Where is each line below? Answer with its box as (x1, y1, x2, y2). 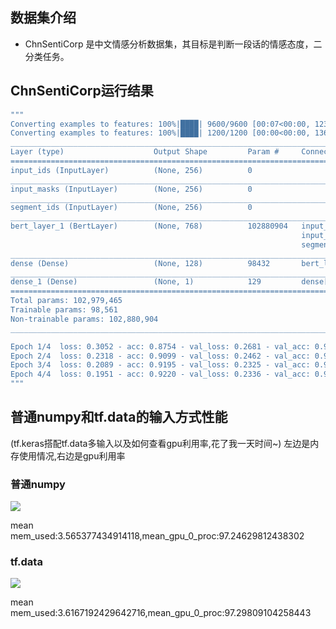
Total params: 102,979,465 (10, 296, 123, 306)
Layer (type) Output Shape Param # (10, 147, 280, 157)
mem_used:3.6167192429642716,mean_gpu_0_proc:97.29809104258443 (10, 607, 312, 619)
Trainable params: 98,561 (10, 305, 118, 315)
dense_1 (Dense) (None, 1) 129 (10, 277, 262, 287)
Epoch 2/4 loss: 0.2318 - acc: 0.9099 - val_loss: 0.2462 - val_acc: (10, 351, 311, 361)
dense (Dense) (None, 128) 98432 (10, 258, 271, 268)
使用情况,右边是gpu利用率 (18, 449, 126, 462)
